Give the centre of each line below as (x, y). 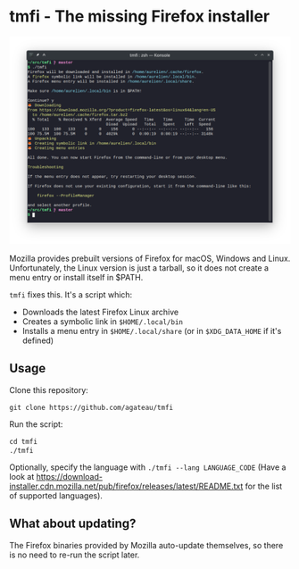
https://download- (69, 476)
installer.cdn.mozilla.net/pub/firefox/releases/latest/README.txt (126, 486)
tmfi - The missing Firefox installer (140, 17)
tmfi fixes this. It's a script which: (71, 295)
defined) (38, 340)
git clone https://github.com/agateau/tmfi (91, 407)
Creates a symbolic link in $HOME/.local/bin (102, 322)
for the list (264, 486)
